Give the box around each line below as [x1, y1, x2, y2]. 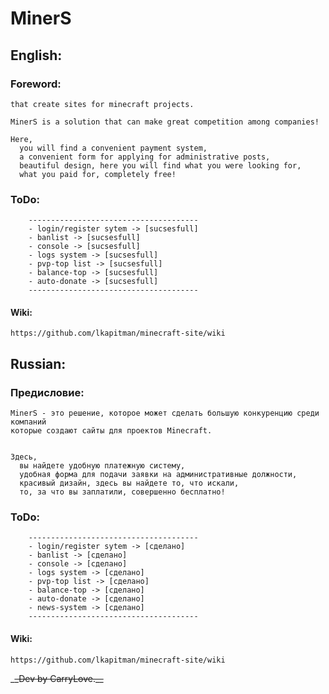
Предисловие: [10, 385, 85, 399]
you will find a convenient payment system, [19, 143, 208, 153]
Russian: [10, 355, 67, 372]
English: [10, 47, 63, 64]
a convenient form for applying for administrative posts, [19, 152, 271, 162]
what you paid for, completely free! [19, 169, 177, 179]
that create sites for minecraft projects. [10, 99, 195, 109]
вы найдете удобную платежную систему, [19, 461, 186, 471]
